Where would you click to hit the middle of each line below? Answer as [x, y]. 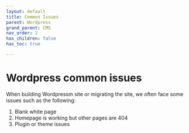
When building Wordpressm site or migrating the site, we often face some [95, 94]
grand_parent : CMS [28, 28]
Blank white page [35, 111]
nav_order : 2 [22, 33]
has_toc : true [23, 44]
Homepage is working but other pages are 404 [71, 118]
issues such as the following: [41, 100]
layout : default [26, 11]
